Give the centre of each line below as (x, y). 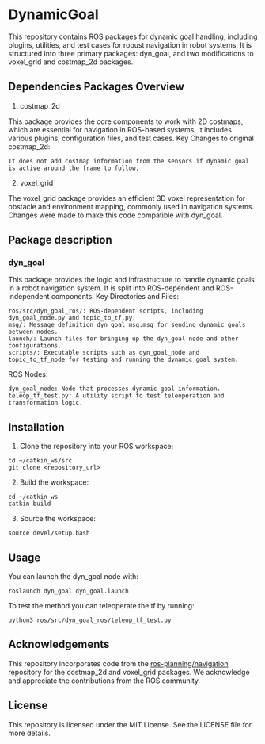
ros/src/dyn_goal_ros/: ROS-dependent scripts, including (106, 311)
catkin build (30, 504)
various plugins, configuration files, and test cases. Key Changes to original (131, 138)
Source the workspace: (58, 519)
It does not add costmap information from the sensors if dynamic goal (129, 161)
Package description (60, 240)
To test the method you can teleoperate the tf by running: (102, 606)
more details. (30, 733)
